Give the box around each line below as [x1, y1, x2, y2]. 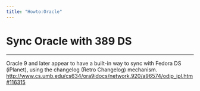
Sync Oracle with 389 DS [6, 34, 132, 48]
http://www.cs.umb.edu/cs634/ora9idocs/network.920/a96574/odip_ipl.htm [6, 72, 193, 79]
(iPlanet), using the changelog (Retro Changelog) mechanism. [6, 66, 158, 73]
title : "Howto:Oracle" [6, 8, 62, 15]
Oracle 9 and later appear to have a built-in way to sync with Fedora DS [6, 59, 182, 67]
